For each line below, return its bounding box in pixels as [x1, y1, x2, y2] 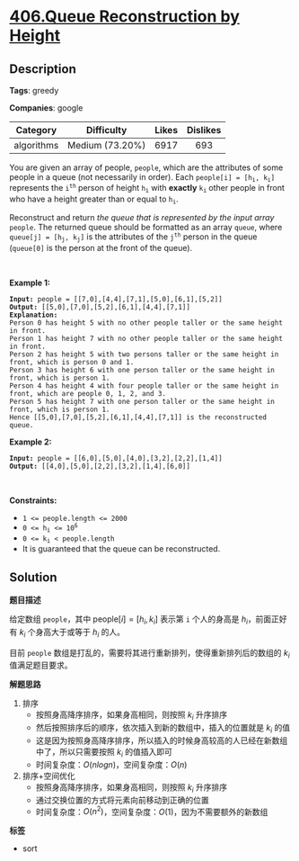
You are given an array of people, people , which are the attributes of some [9, 162, 284, 173]
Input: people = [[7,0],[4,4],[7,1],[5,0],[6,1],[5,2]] [9, 294, 223, 303]
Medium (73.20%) [66, 139, 146, 151]
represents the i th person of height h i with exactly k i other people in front [9, 183, 285, 194]
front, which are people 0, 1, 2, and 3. [9, 389, 167, 398]
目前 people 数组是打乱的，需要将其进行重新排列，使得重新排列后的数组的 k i [9, 647, 290, 660]
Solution [9, 570, 57, 585]
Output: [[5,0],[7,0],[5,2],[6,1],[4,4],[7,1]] [9, 302, 191, 311]
